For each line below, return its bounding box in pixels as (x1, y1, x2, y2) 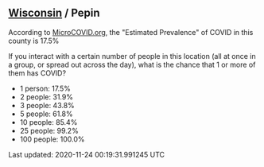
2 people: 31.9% (19, 91, 74, 102)
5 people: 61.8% (19, 109, 73, 118)
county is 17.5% (8, 36, 60, 45)
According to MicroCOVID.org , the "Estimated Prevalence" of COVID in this (8, 27, 254, 37)
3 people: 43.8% (19, 100, 76, 110)
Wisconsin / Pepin (8, 6, 101, 20)
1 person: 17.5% (19, 83, 72, 93)
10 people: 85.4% (19, 117, 78, 126)
